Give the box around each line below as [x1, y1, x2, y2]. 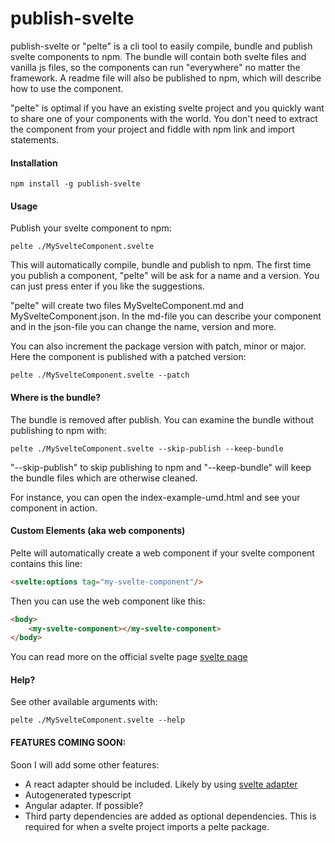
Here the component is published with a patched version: [10, 351, 247, 363]
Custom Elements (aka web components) [10, 525, 186, 537]
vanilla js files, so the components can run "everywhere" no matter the [10, 61, 301, 73]
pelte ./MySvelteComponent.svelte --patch [10, 370, 190, 381]
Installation [10, 157, 58, 169]
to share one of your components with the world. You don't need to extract [10, 112, 318, 124]
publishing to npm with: [10, 424, 107, 436]
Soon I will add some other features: [10, 758, 160, 771]
